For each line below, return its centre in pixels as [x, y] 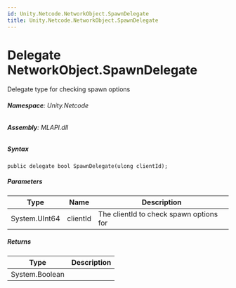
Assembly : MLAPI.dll [38, 127]
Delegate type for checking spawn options [69, 89]
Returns [19, 242]
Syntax [18, 149]
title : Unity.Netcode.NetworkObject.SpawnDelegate [83, 20]
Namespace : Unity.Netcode [48, 105]
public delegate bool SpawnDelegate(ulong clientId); [88, 166]
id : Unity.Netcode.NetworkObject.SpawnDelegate [78, 14]
